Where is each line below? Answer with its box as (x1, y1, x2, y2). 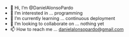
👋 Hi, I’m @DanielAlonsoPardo (10, 5, 74, 10)
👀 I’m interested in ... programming (10, 10, 83, 16)
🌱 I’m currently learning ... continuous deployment (10, 15, 116, 21)
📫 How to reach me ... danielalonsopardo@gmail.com (10, 26, 124, 32)
